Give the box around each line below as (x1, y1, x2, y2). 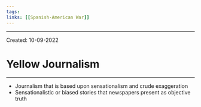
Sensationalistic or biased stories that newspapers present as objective (14, 89, 191, 96)
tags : (6, 8, 20, 15)
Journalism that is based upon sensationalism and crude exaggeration (14, 82, 188, 90)
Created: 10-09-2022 (6, 36, 59, 44)
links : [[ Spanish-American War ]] (6, 14, 90, 20)
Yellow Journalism (6, 57, 100, 71)
